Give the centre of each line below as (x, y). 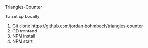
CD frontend (25, 31)
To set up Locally (22, 16)
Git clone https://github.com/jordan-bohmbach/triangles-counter (77, 26)
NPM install (24, 36)
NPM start (22, 41)
